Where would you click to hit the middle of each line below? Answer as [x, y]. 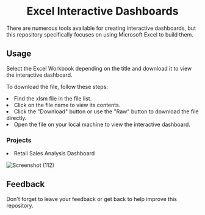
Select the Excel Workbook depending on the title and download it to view [99, 68]
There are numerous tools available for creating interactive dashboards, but [101, 28]
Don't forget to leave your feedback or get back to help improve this [92, 199]
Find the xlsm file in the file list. [53, 98]
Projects [19, 140]
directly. [16, 118]
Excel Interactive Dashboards [103, 11]
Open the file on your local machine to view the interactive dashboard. [103, 124]
